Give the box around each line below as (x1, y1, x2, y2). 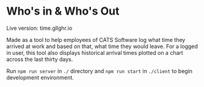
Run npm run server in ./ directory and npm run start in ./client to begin (6, 67, 193, 74)
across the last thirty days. (6, 55, 73, 63)
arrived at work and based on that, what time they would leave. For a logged (6, 43, 199, 50)
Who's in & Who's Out (6, 4, 120, 18)
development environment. (6, 74, 75, 81)
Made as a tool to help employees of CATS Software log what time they (6, 36, 186, 43)
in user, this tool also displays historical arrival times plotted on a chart (6, 49, 183, 56)
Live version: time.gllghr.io (6, 24, 73, 32)
